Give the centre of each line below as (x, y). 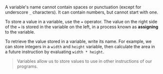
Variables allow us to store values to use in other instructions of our (84, 61)
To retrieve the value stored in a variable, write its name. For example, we (78, 41)
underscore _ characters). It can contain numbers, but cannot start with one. (82, 12)
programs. (27, 66)
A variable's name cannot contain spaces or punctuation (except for (73, 7)
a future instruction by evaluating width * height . (55, 52)
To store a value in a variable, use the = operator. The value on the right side (81, 22)
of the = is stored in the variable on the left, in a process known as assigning (82, 27)
